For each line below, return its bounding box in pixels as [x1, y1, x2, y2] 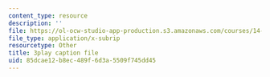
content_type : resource [8, 11, 88, 20]
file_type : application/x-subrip [8, 34, 121, 43]
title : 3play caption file [8, 49, 99, 57]
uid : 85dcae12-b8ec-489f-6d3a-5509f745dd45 [8, 57, 157, 65]
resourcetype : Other [8, 42, 78, 50]
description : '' [8, 19, 63, 27]
